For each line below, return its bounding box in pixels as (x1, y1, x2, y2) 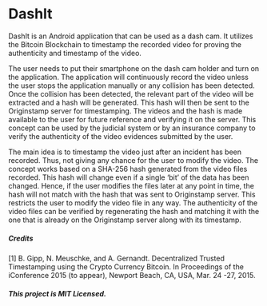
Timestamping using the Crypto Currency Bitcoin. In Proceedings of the (8, 261, 244, 272)
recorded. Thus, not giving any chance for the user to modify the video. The (8, 155, 258, 165)
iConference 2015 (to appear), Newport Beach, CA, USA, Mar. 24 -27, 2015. (8, 270, 256, 280)
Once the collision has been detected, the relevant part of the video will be (8, 89, 254, 98)
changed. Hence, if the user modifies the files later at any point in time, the (8, 181, 254, 190)
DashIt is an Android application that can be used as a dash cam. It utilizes (8, 31, 253, 41)
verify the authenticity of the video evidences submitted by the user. (8, 131, 233, 141)
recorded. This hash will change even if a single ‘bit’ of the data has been (8, 173, 249, 182)
